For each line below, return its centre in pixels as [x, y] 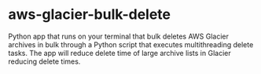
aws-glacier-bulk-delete [90, 15]
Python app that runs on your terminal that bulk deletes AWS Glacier [119, 36]
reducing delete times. [44, 61]
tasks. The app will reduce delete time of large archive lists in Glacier [119, 53]
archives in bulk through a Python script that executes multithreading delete [131, 44]
